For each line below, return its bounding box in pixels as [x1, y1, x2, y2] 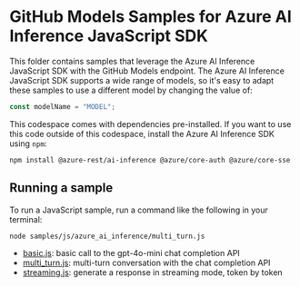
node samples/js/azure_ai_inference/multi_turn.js [9, 232, 205, 241]
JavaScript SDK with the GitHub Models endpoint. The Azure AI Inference [9, 65, 285, 76]
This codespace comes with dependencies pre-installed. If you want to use [9, 118, 292, 129]
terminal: [9, 213, 43, 224]
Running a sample [9, 180, 114, 196]
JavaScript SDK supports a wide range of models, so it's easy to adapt [9, 74, 275, 85]
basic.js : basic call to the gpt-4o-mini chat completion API [22, 247, 241, 258]
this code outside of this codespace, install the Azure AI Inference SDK [9, 128, 275, 139]
